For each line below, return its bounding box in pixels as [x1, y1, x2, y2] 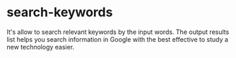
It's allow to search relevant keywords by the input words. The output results [6, 28, 230, 36]
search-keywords [6, 4, 113, 21]
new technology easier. [6, 42, 75, 51]
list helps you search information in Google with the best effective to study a [6, 35, 229, 43]
